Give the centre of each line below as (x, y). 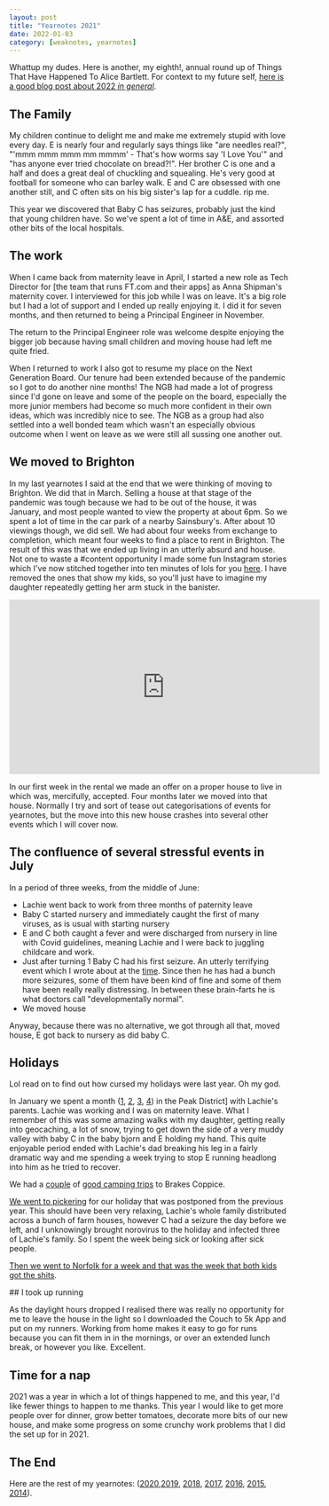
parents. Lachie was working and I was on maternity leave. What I (129, 1110)
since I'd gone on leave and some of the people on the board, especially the (148, 396)
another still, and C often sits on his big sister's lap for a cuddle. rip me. (139, 192)
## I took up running (47, 1292)
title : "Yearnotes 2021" (55, 26)
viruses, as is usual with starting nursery (96, 923)
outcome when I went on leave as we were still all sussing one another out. (146, 434)
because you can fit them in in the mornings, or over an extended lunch (140, 1338)
